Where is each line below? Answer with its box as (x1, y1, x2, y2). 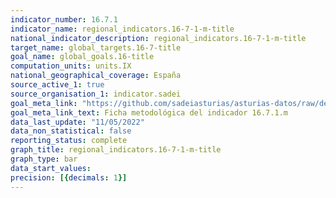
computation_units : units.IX (10, 61, 132, 71)
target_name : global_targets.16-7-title (10, 42, 182, 53)
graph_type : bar (10, 154, 78, 164)
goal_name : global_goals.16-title (10, 52, 155, 62)
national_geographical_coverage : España (10, 71, 182, 81)
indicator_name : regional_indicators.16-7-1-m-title (10, 24, 235, 34)
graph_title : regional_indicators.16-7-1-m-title (10, 145, 222, 155)
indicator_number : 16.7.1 (10, 14, 118, 25)
